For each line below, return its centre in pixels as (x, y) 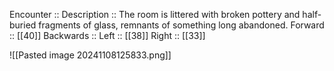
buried (23, 25)
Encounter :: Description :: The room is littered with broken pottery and (155, 14)
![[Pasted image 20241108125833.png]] (90, 55)
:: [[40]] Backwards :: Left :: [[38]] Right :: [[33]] (107, 35)
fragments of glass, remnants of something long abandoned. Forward (181, 25)
